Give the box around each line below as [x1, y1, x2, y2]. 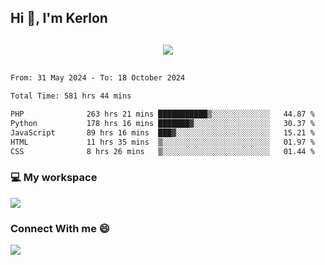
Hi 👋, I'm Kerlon [10, 10, 108, 27]
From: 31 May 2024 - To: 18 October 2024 [10, 73, 186, 83]
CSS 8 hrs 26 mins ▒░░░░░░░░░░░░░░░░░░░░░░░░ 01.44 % [10, 146, 315, 156]
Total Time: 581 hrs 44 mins [10, 91, 132, 101]
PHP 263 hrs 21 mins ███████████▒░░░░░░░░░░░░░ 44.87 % [10, 109, 315, 120]
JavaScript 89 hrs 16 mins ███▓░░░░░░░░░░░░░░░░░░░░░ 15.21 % [10, 127, 315, 138]
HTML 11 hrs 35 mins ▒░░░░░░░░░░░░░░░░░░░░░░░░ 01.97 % [10, 137, 315, 147]
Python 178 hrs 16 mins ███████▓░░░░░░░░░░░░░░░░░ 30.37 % [10, 119, 315, 129]
